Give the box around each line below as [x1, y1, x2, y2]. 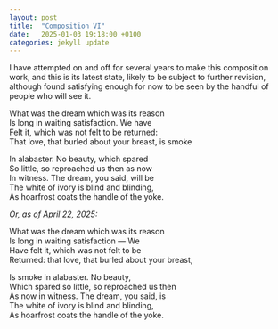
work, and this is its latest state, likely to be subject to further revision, [9, 72, 266, 83]
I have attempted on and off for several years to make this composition [9, 62, 269, 73]
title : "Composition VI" [9, 21, 105, 30]
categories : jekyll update [9, 37, 110, 47]
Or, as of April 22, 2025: [9, 209, 98, 219]
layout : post [9, 12, 58, 22]
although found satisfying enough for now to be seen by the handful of [9, 81, 269, 92]
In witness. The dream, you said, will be [9, 173, 154, 184]
